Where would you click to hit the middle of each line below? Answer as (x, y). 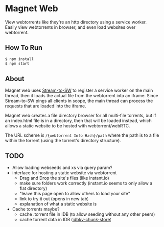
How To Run (24, 48)
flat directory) (33, 188)
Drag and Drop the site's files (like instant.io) (64, 178)
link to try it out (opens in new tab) (54, 199)
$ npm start (17, 63)
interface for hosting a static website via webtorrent (64, 173)
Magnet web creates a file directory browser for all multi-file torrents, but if (81, 116)
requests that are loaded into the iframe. (46, 106)
